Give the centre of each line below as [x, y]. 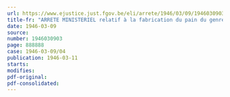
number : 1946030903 [35, 39]
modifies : [21, 70]
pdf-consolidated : [33, 83]
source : [18, 32]
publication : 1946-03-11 [42, 58]
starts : [18, 64]
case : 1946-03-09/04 [37, 52]
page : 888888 [26, 45]
